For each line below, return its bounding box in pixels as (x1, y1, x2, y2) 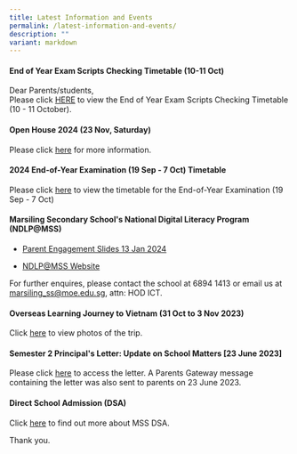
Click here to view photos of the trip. (9, 328, 143, 338)
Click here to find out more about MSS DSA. (9, 418, 171, 428)
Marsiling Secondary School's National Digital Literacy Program (9, 215, 250, 225)
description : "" (9, 29, 69, 38)
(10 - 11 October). (9, 104, 72, 115)
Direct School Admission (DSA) (9, 398, 127, 409)
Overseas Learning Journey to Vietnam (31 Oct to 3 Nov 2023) (9, 308, 245, 319)
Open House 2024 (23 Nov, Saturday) (9, 125, 151, 135)
